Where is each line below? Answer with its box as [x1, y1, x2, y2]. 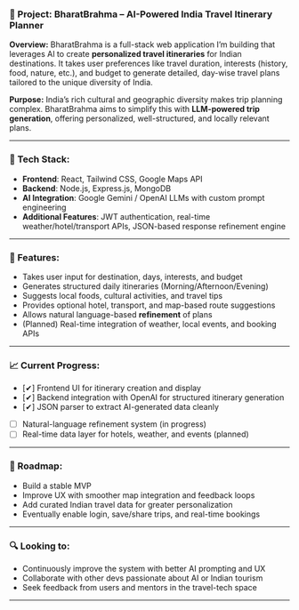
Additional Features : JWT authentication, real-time [21, 211, 211, 221]
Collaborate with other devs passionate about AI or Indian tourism [21, 573, 263, 583]
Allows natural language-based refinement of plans [21, 309, 213, 319]
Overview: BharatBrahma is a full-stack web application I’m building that [9, 39, 276, 50]
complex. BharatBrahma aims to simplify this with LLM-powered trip [9, 104, 260, 115]
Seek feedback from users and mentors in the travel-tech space [21, 582, 258, 592]
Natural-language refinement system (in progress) [21, 419, 207, 429]
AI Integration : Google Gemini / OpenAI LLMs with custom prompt [21, 192, 265, 203]
